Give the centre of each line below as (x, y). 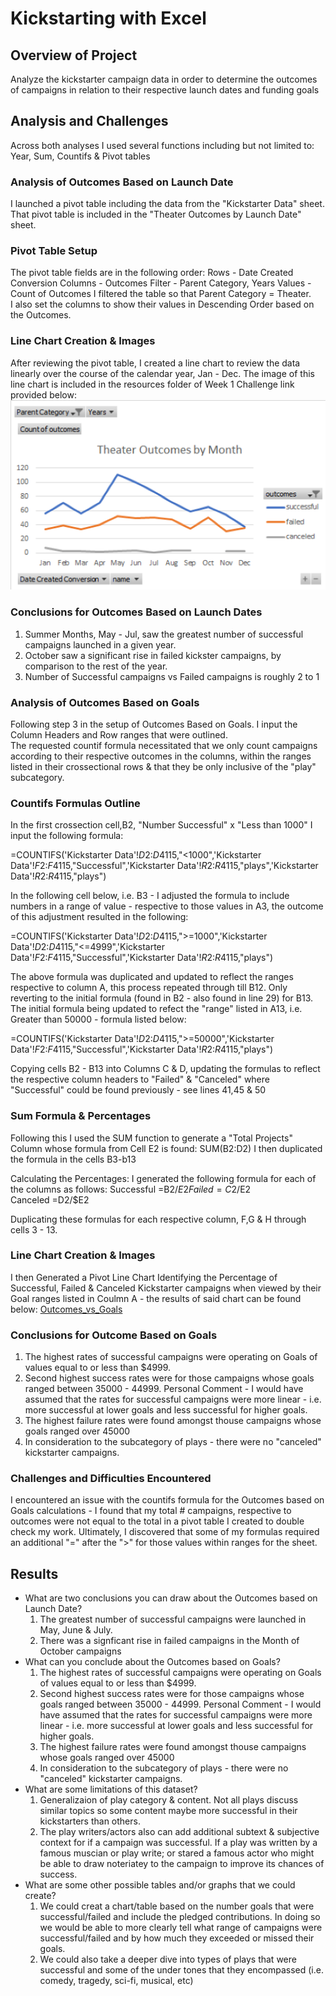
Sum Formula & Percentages (81, 1116)
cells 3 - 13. (34, 1229)
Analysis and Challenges (89, 121)
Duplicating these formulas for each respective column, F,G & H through (158, 1219)
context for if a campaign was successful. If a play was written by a (178, 1843)
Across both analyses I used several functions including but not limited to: (162, 145)
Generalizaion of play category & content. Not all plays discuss (169, 1800)
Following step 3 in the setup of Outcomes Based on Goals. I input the (154, 724)
